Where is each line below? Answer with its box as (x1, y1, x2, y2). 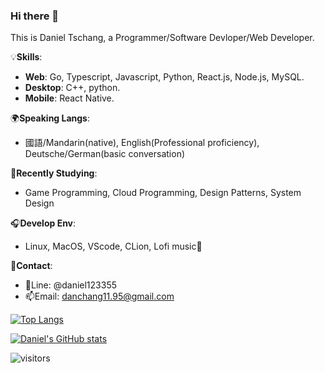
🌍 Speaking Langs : (10, 112, 91, 124)
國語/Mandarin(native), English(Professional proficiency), (24, 137, 260, 149)
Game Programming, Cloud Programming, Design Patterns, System (24, 187, 302, 199)
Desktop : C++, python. (24, 82, 121, 94)
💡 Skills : (10, 51, 43, 63)
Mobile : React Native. (24, 92, 115, 104)
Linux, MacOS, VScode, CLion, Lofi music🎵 (24, 240, 203, 253)
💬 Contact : (10, 260, 53, 272)
